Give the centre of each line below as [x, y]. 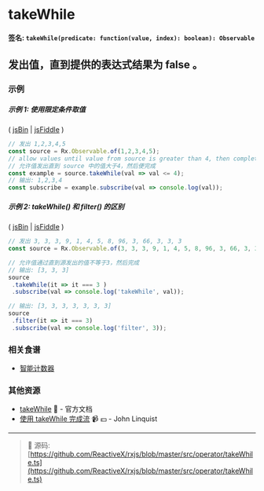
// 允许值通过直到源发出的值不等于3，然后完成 [74, 262]
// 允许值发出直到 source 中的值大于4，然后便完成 [82, 166]
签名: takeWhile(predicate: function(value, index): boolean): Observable [132, 38]
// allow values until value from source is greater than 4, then [119, 159]
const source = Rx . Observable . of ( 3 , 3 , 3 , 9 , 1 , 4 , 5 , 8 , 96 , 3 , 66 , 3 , [130, 249]
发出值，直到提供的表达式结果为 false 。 [106, 65]
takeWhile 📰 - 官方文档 [56, 409]
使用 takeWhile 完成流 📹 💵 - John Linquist [88, 419]
